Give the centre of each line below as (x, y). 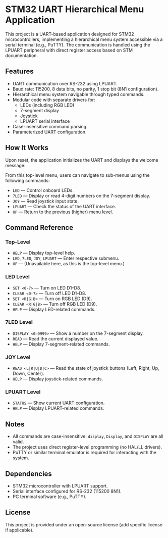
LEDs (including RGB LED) (47, 105)
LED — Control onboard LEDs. (43, 190)
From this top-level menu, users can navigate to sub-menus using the (77, 175)
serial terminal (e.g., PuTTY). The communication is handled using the (78, 44)
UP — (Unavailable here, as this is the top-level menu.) (69, 264)
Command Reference (39, 228)
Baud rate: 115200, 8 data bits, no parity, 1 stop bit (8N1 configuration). (86, 89)
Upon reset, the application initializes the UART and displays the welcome (82, 160)
